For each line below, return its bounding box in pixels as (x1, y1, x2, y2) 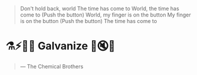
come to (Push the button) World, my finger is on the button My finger (20, 11, 191, 18)
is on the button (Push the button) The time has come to (20, 18, 157, 24)
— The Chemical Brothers (20, 63, 84, 70)
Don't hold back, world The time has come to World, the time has (20, 5, 179, 12)
